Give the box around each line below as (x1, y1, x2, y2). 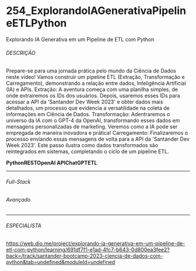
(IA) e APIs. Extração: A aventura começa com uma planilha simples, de (6, 86, 178, 93)
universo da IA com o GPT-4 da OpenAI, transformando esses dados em (6, 117, 180, 124)
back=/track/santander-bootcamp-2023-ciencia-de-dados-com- (6, 252, 163, 259)
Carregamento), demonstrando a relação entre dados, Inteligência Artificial (6, 80, 187, 87)
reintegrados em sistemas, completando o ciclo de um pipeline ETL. (6, 148, 169, 155)
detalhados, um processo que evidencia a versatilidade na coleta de (6, 105, 170, 112)
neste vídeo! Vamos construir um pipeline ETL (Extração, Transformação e (6, 74, 185, 81)
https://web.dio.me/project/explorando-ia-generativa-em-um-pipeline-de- (6, 240, 185, 247)
